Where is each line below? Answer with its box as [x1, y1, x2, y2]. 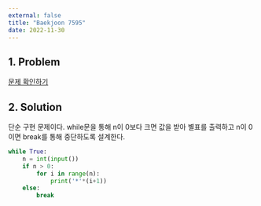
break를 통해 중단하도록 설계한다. [22, 132, 126, 142]
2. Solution [8, 100, 63, 114]
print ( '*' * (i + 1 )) [50, 177, 108, 185]
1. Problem [8, 55, 61, 68]
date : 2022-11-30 [8, 26, 65, 34]
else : [22, 184, 41, 193]
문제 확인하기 [8, 77, 49, 86]
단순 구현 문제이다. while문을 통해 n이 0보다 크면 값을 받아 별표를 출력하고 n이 [8, 123, 247, 131]
